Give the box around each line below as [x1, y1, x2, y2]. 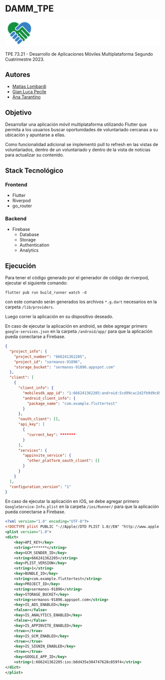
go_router [12, 203, 32, 209]
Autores [5, 71, 30, 79]
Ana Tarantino [12, 94, 41, 100]
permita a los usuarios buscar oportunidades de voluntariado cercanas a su [5, 127, 158, 133]
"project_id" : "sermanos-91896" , [14, 359, 82, 364]
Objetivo [5, 108, 32, 116]
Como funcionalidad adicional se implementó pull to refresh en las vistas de [5, 142, 159, 148]
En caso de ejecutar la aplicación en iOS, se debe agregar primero [5, 498, 139, 504]
